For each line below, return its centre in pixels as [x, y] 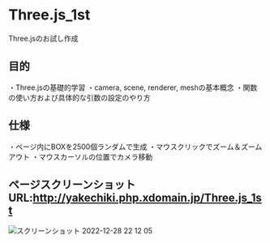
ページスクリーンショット [72, 184]
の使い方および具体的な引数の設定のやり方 [79, 97]
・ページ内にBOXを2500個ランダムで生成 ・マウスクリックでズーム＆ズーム [135, 147]
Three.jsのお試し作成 [43, 38]
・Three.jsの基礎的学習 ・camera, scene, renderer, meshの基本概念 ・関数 [133, 87]
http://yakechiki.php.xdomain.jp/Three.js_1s [147, 197]
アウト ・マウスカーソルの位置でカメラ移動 [80, 156]
